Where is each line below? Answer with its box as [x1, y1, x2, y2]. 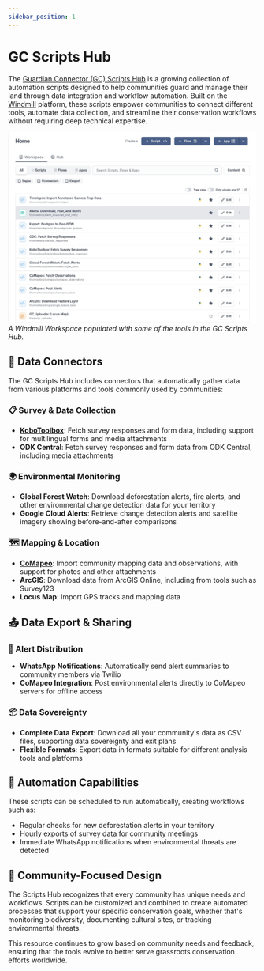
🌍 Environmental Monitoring [8, 470, 121, 482]
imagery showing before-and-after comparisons [19, 517, 177, 527]
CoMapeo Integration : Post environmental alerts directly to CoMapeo [19, 678, 246, 688]
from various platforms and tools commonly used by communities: [8, 384, 223, 394]
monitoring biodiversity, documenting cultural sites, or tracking [8, 915, 212, 924]
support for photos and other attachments [19, 566, 156, 576]
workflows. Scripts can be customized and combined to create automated [8, 898, 248, 908]
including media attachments [19, 451, 114, 460]
